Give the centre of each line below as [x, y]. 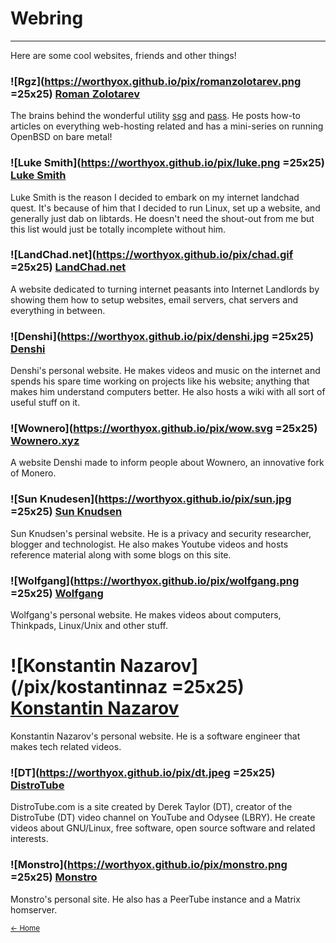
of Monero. [33, 473]
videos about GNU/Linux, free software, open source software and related [163, 828]
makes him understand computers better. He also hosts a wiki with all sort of [168, 392]
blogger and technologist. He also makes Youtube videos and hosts [149, 544]
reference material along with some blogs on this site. [121, 554]
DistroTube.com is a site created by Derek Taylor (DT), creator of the [151, 807]
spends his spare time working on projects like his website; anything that [160, 381]
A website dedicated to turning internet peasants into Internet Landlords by [165, 289]
